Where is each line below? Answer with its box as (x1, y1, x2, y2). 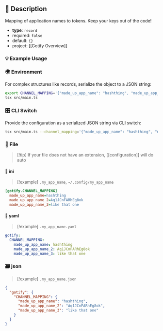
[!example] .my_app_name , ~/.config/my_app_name (16, 179, 114, 185)
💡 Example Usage (5, 55, 48, 61)
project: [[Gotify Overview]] (12, 42, 67, 49)
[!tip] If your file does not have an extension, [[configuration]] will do (16, 152, 154, 158)
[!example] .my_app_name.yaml (16, 224, 77, 230)
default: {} (12, 38, 33, 43)
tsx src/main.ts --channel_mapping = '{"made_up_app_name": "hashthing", (5, 130, 153, 135)
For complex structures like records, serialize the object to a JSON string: (5, 81, 152, 87)
